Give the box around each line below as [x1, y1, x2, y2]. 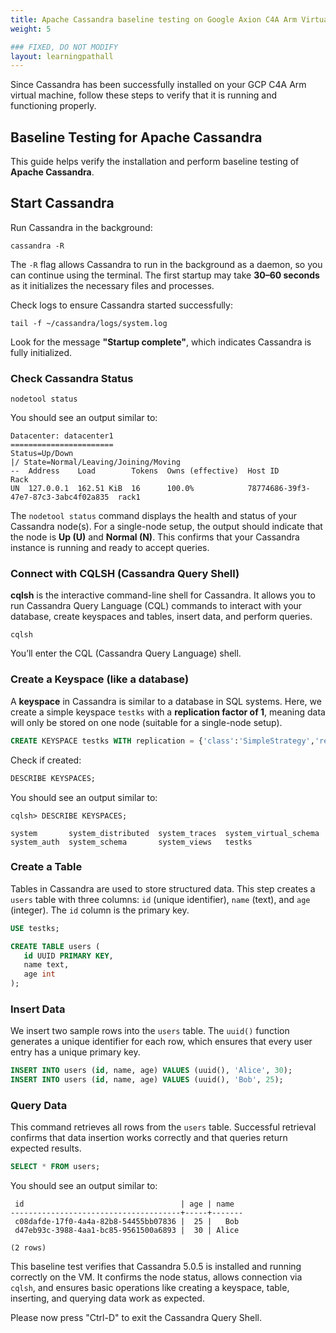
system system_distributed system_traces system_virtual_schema [10, 828, 320, 838]
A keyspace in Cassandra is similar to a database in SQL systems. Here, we [10, 695, 322, 707]
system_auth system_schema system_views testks [10, 837, 253, 847]
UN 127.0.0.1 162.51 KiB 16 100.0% [10, 484, 195, 494]
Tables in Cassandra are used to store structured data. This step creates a [10, 882, 316, 895]
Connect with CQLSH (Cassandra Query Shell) [10, 567, 240, 581]
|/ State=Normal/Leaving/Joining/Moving [10, 457, 182, 468]
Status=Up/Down [10, 449, 74, 459]
